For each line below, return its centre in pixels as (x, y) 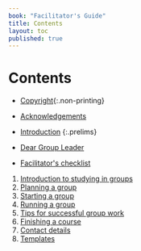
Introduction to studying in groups (76, 179)
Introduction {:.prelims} (58, 132)
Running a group (48, 205)
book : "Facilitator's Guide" (57, 16)
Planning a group (48, 187)
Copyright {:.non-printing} (62, 101)
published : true (35, 38)
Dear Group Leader (52, 148)
